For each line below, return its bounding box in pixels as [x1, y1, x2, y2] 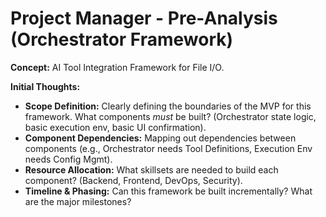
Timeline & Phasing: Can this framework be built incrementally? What [24, 185, 313, 197]
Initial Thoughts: [10, 80, 81, 92]
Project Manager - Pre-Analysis [10, 7, 278, 30]
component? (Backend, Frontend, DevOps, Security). [24, 174, 243, 186]
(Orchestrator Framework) [10, 28, 234, 51]
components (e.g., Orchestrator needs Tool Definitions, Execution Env [24, 142, 313, 154]
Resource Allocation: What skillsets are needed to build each [24, 163, 279, 176]
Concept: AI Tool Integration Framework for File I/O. [10, 61, 225, 73]
